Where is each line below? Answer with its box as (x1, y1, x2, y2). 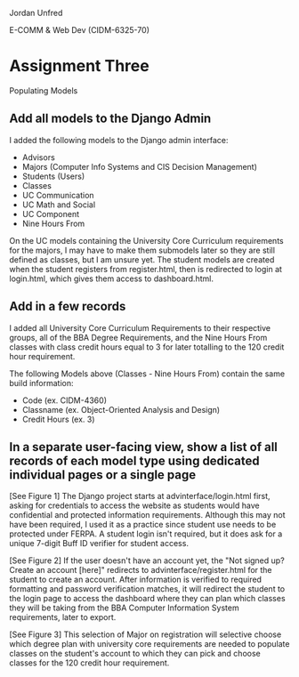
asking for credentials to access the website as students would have (9, 500, 260, 511)
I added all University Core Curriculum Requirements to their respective (9, 322, 271, 333)
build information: (9, 377, 74, 388)
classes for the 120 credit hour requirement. (9, 657, 170, 668)
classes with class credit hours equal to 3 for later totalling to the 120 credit (9, 342, 285, 352)
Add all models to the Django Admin (9, 111, 212, 126)
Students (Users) (21, 171, 85, 181)
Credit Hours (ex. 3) (21, 414, 95, 424)
